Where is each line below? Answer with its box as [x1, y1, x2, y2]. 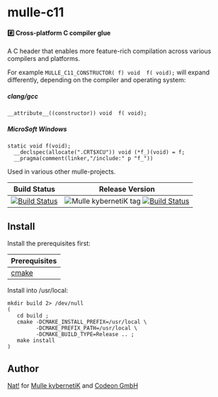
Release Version [98, 184, 156, 194]
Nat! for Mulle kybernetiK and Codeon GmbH [7, 381, 139, 390]
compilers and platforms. [7, 55, 80, 63]
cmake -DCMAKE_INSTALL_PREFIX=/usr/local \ [16, 318, 147, 326]
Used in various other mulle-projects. [7, 167, 116, 176]
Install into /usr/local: [7, 286, 69, 295]
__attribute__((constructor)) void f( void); [7, 110, 147, 117]
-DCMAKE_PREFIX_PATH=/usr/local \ [35, 325, 138, 332]
